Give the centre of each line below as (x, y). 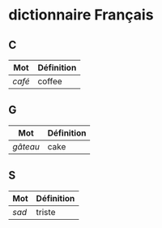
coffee (50, 81)
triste (46, 212)
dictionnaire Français (81, 15)
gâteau (26, 146)
